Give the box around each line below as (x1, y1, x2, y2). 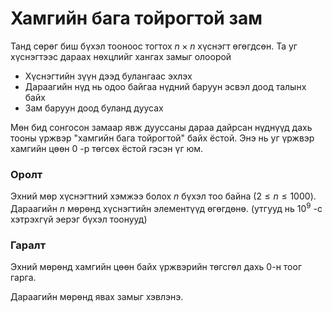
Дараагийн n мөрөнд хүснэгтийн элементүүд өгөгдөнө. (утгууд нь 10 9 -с (10, 201, 323, 214)
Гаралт (10, 238, 47, 252)
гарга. (10, 272, 37, 284)
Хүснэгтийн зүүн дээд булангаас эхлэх (24, 70, 193, 82)
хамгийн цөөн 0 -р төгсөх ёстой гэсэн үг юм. (10, 142, 204, 154)
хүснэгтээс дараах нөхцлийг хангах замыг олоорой (10, 50, 232, 62)
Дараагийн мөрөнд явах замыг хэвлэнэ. (10, 291, 184, 303)
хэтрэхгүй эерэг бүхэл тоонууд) (10, 213, 148, 225)
